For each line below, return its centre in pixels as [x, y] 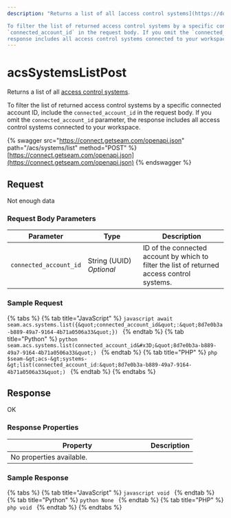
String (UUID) [110, 261]
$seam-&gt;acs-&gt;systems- [47, 359]
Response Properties [43, 428]
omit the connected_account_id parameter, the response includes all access [113, 120]
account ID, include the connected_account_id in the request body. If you [109, 113]
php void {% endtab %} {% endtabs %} [65, 507]
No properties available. [49, 457]
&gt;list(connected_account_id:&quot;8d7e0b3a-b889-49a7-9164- [100, 365]
